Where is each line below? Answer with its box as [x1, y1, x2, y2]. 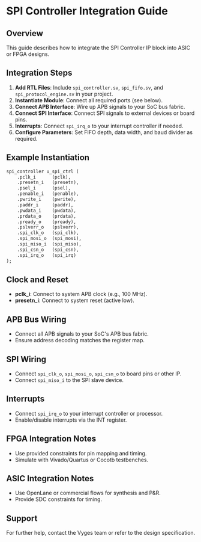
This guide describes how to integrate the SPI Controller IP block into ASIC [6, 44, 191, 51]
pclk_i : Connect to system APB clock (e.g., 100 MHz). [14, 291, 148, 298]
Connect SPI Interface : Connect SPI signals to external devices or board [14, 109, 195, 117]
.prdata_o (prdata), [17, 213, 77, 219]
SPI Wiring [6, 354, 47, 365]
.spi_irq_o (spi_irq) [17, 252, 77, 258]
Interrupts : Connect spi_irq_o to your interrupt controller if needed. [14, 122, 184, 129]
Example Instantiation [6, 152, 90, 163]
